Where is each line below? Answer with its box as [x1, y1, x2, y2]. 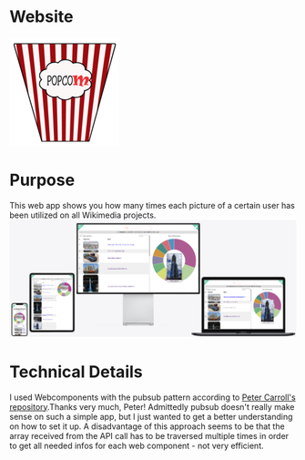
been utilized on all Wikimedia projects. [9, 210, 157, 220]
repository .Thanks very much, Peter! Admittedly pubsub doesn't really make [9, 401, 295, 412]
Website [9, 6, 74, 27]
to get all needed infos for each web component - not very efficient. [9, 440, 264, 451]
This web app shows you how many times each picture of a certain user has [9, 199, 296, 210]
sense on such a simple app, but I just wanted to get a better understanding [9, 411, 293, 422]
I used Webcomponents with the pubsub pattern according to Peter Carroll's [9, 392, 296, 403]
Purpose [9, 170, 76, 190]
